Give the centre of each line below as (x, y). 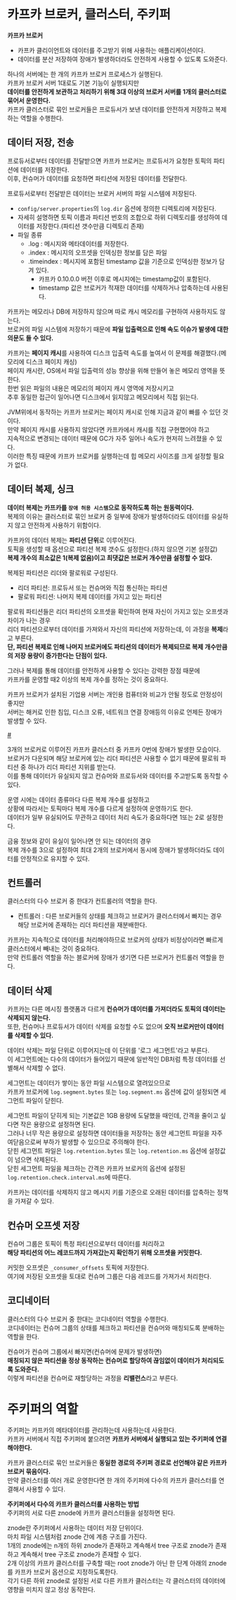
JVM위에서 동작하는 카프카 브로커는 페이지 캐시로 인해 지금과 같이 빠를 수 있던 (114, 412)
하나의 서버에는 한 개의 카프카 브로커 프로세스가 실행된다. (85, 74)
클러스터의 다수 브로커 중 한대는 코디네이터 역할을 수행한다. (88, 1319)
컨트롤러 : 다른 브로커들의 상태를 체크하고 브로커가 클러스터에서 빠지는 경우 (120, 916)
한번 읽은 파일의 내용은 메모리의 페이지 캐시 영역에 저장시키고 (91, 388)
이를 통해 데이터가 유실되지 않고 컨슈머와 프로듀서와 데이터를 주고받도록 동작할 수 (118, 775)
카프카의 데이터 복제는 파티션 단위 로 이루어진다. (72, 540)
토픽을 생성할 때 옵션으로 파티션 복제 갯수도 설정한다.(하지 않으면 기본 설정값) (112, 549)
